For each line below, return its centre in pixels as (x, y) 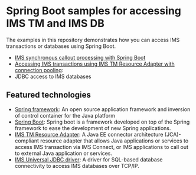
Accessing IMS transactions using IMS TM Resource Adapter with (95, 64)
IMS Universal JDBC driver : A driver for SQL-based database (89, 159)
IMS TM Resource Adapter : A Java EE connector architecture (89, 134)
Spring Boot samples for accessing (94, 11)
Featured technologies (49, 95)
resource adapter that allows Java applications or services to (115, 141)
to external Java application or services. (63, 153)
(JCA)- (173, 134)
